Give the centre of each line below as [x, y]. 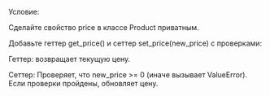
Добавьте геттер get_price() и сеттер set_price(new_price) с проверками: [135, 43]
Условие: [24, 12]
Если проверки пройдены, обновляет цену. [83, 83]
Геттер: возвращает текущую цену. [70, 59]
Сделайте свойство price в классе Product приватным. [104, 27]
